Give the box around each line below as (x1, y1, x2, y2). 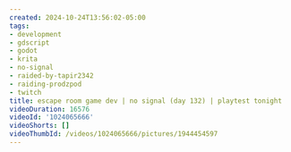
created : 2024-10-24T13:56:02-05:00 (9, 13, 146, 22)
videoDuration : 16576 (9, 105, 90, 114)
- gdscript (9, 38, 50, 47)
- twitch (9, 88, 42, 97)
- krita (9, 55, 39, 63)
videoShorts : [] (9, 122, 70, 131)
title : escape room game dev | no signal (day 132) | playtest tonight (9, 96, 282, 106)
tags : (9, 21, 30, 30)
